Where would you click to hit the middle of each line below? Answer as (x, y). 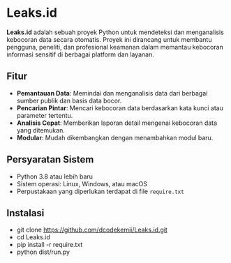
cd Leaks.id (33, 237)
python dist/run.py (43, 252)
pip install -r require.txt (50, 245)
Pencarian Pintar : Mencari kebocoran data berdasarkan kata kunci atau (120, 108)
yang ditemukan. (41, 130)
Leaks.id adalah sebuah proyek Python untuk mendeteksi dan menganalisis (115, 32)
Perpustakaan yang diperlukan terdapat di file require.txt (100, 191)
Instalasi (25, 213)
